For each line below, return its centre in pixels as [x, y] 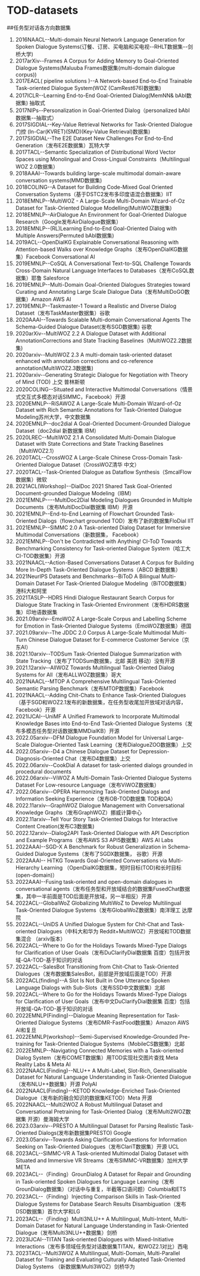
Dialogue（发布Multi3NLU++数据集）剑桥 [66, 1232]
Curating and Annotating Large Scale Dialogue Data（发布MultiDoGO [100, 291]
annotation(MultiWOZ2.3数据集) [54, 368]
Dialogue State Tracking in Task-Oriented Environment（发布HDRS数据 [102, 604]
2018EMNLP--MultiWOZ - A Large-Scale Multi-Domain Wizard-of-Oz [100, 201]
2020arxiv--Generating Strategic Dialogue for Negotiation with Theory [101, 375]
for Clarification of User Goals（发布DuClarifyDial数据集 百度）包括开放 [103, 952]
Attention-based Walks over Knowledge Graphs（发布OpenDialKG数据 [101, 249]
